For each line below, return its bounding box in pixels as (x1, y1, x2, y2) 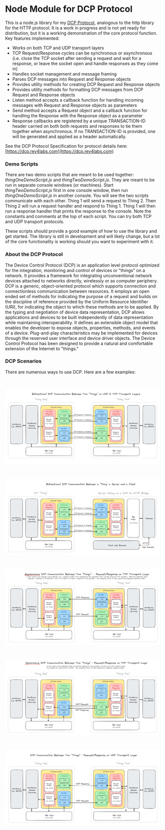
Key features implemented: (5, 35, 60, 41)
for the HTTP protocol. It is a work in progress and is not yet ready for (5, 25, 146, 30)
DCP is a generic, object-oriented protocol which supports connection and (5, 283, 156, 289)
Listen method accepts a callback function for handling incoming (12, 97, 144, 103)
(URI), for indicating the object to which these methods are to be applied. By (5, 304, 159, 310)
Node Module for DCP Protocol (5, 3, 133, 15)
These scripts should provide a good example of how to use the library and (5, 228, 157, 234)
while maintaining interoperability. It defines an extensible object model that (5, 319, 158, 325)
